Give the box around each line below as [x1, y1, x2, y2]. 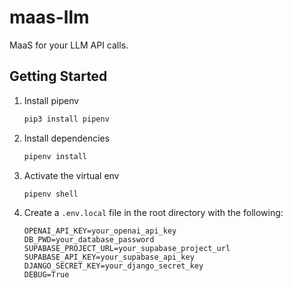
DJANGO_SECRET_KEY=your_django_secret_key [23, 261, 204, 271]
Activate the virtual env [23, 169, 120, 181]
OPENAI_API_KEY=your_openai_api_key [23, 226, 177, 236]
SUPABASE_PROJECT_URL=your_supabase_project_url [23, 244, 231, 254]
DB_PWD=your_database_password [23, 235, 155, 245]
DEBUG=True [23, 270, 70, 280]
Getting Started [9, 68, 108, 85]
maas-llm [9, 6, 90, 29]
